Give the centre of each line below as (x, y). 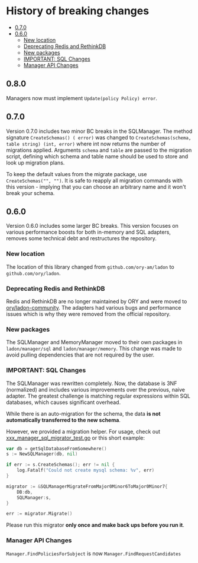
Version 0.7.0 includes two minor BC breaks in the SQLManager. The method (99, 131)
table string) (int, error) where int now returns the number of (86, 144)
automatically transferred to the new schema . (64, 420)
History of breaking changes (78, 11)
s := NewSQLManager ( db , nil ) (42, 454)
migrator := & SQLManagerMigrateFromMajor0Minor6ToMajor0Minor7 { (87, 486)
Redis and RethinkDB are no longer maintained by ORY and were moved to (97, 301)
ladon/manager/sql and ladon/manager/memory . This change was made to (94, 349)
